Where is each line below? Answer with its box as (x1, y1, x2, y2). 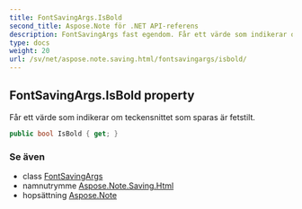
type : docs (9, 38, 50, 48)
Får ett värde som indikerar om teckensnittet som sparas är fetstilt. (9, 111, 256, 122)
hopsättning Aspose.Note (22, 189, 118, 200)
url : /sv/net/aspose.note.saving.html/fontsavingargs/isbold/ (9, 55, 247, 64)
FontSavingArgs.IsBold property (9, 88, 195, 103)
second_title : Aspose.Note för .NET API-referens (9, 22, 200, 30)
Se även (9, 150, 45, 162)
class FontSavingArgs (22, 170, 103, 181)
